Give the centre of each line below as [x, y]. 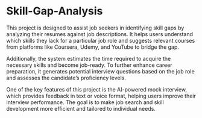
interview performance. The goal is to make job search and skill [85, 102]
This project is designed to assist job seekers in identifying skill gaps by [95, 28]
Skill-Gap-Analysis [55, 11]
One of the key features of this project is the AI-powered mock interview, [97, 89]
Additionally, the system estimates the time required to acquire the [89, 58]
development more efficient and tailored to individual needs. [81, 108]
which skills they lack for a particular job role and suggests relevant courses [101, 40]
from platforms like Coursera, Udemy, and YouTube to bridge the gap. [93, 47]
